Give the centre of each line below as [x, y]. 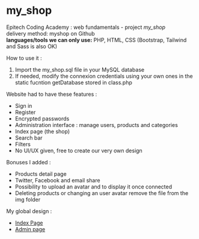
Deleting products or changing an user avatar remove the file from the [102, 193]
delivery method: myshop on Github [51, 33]
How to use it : [24, 58]
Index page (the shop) [42, 131]
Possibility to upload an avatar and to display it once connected [93, 187]
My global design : [29, 211]
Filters [23, 144]
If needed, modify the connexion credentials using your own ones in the [104, 76]
